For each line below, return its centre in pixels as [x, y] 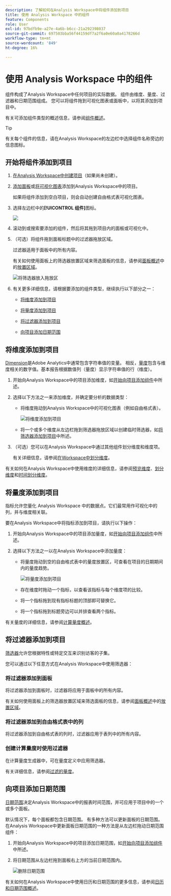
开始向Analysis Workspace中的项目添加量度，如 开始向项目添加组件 [83, 534]
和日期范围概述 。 [23, 888]
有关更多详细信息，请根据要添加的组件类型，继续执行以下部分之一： [84, 289]
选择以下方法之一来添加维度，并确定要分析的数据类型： [70, 397]
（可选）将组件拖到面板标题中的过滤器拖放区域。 [64, 239]
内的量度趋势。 [36, 568]
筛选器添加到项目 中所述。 [47, 436]
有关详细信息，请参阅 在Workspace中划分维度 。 [63, 458]
